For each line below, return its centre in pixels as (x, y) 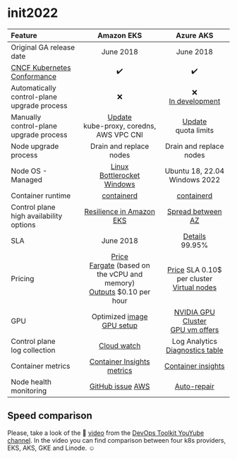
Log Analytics (194, 341)
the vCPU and (120, 274)
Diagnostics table (194, 350)
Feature (24, 35)
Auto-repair (195, 386)
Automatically (34, 88)
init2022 (33, 13)
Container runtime (41, 196)
